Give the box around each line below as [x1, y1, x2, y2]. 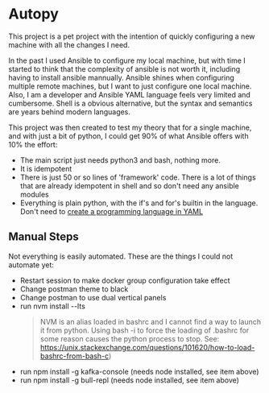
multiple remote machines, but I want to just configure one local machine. [8, 81, 252, 91]
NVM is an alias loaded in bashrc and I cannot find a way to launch [39, 316, 262, 326]
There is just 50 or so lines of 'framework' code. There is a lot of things [19, 172, 256, 182]
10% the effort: [8, 139, 58, 149]
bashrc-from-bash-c [39, 351, 110, 361]
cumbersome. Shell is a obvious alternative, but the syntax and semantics [8, 98, 253, 108]
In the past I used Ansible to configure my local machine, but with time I [8, 56, 246, 65]
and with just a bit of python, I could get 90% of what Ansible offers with [8, 130, 249, 141]
